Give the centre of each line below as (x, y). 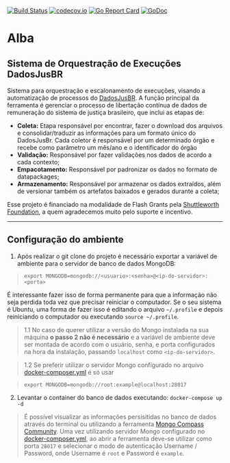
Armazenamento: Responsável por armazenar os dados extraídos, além (119, 184)
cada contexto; (38, 162)
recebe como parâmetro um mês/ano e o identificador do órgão (107, 148)
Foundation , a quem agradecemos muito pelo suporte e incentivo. (100, 212)
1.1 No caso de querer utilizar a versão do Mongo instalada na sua (116, 329)
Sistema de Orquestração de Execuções (94, 63)
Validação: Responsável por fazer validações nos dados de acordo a (114, 155)
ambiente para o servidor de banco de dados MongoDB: (97, 263)
